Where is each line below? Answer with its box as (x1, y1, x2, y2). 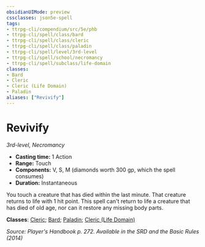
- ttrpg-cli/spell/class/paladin (6, 44, 92, 50)
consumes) (15, 172, 44, 180)
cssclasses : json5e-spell (6, 15, 72, 21)
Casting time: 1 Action (15, 153, 72, 160)
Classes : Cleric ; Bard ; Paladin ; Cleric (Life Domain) (6, 216, 136, 223)
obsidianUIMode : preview (6, 9, 70, 15)
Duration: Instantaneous (15, 179, 78, 186)
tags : (6, 20, 20, 26)
